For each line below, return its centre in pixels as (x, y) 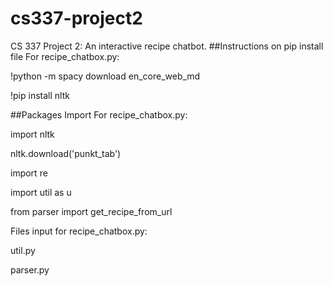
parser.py (30, 269)
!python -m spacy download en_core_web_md (105, 76)
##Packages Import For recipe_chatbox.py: (99, 114)
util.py (23, 250)
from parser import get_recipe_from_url (91, 211)
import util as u (41, 192)
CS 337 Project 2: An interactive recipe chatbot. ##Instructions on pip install (167, 46)
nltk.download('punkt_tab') (66, 153)
